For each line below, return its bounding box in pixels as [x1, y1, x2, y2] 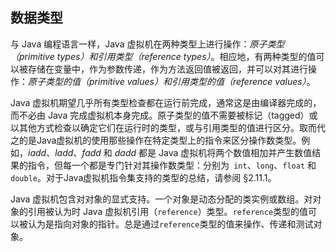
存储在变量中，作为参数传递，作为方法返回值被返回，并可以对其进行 [27, 63, 308, 75]
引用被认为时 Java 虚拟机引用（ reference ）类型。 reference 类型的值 [27, 205, 309, 217]
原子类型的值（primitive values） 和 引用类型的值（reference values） [28, 75, 307, 87]
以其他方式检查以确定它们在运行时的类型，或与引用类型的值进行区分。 [10, 121, 300, 133]
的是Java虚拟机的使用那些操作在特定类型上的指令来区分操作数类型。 [18, 134, 302, 146]
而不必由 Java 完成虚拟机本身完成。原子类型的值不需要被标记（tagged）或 [10, 109, 318, 121]
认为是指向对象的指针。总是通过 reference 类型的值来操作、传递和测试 [27, 218, 314, 230]
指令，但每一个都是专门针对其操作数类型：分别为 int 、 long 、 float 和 [27, 159, 317, 171]
